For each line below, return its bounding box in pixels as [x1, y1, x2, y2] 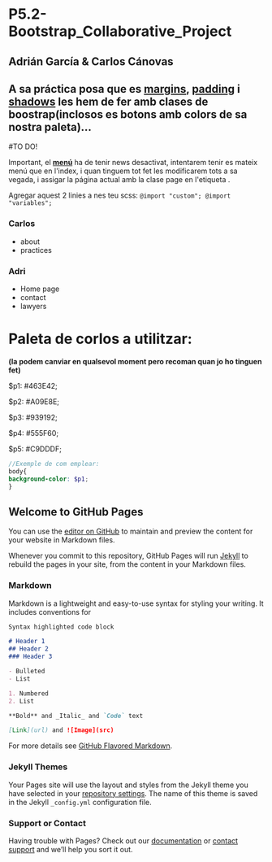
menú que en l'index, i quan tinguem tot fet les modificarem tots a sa [8, 166, 238, 176]
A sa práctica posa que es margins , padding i [8, 82, 241, 96]
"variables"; [8, 199, 53, 207]
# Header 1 [8, 638, 45, 646]
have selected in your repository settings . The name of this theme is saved [8, 788, 258, 798]
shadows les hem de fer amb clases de [8, 94, 209, 108]
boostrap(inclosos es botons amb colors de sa [8, 107, 248, 121]
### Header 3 [8, 652, 53, 661]
